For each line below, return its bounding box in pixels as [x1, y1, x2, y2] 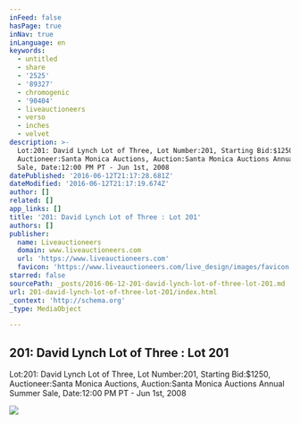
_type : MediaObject [9, 304, 82, 313]
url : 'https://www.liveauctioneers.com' [17, 254, 170, 264]
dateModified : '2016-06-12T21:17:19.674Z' [9, 180, 170, 189]
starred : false [9, 271, 66, 280]
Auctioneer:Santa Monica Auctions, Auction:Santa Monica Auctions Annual [9, 378, 285, 389]
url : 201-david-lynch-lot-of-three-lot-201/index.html [9, 287, 218, 296]
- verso [17, 113, 46, 122]
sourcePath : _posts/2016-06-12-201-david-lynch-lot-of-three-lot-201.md [9, 279, 286, 288]
